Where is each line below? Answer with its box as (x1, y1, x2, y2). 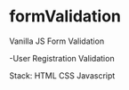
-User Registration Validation (9, 53, 115, 63)
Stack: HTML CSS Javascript (9, 70, 116, 81)
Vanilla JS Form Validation (9, 36, 105, 46)
